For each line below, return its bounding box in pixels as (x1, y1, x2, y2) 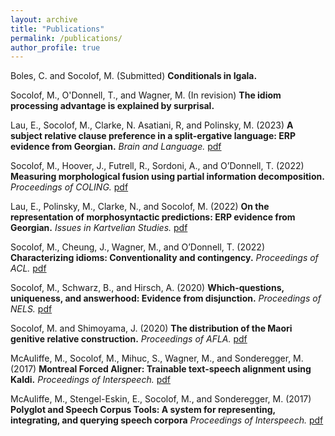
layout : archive (10, 14, 78, 25)
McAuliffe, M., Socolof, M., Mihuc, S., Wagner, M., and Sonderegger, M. (10, 352, 304, 365)
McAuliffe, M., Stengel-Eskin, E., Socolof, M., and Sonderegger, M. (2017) (10, 393, 312, 405)
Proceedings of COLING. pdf (10, 181, 129, 193)
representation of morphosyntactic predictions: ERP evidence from (10, 211, 296, 223)
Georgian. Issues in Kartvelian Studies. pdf (10, 222, 188, 234)
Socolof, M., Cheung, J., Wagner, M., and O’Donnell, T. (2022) (10, 241, 265, 253)
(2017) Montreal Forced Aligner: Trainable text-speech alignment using (10, 363, 312, 375)
